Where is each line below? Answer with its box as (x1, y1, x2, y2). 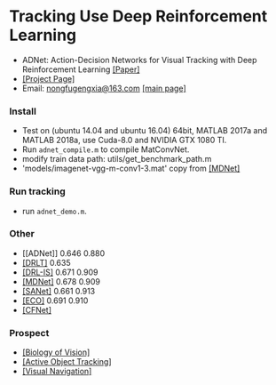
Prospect (9, 326, 50, 339)
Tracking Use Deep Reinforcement (9, 6, 268, 27)
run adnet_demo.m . (21, 205, 87, 216)
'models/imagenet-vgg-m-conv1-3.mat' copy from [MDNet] (21, 163, 241, 174)
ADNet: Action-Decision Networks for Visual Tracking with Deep (21, 54, 257, 65)
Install (9, 105, 37, 117)
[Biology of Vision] (21, 347, 91, 357)
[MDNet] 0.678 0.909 (21, 276, 100, 286)
